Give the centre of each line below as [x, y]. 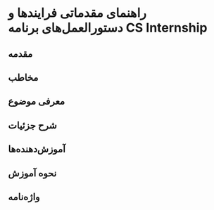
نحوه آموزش [32, 173]
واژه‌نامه [24, 197]
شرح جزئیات [32, 125]
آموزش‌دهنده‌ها [37, 149]
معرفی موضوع [37, 101]
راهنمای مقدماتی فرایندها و [77, 13]
